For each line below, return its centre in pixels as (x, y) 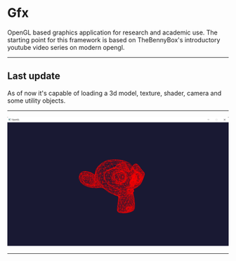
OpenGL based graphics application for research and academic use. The (112, 32)
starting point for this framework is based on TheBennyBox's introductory (114, 39)
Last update (34, 76)
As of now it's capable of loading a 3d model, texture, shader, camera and (114, 93)
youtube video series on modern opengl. (66, 47)
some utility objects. (37, 101)
